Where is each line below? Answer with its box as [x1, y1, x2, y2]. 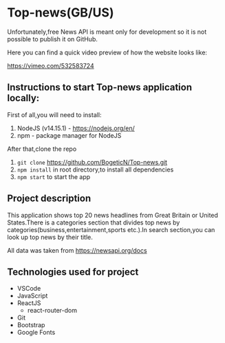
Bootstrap [17, 321, 45, 329]
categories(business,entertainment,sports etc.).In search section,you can [7, 225, 215, 233]
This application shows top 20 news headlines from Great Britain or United [7, 211, 219, 219]
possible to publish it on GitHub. [7, 34, 98, 43]
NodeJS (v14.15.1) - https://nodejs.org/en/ [17, 124, 136, 132]
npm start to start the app [17, 172, 91, 180]
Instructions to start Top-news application [7, 81, 193, 94]
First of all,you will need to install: [7, 110, 102, 118]
